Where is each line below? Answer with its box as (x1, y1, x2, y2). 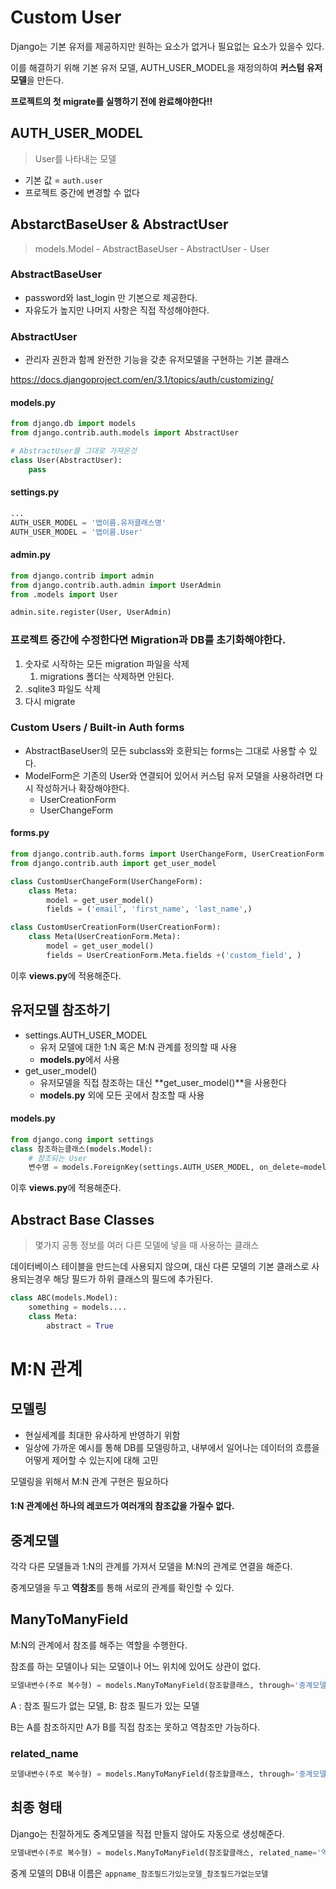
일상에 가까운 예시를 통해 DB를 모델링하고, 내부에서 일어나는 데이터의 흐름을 (24, 1441, 320, 1453)
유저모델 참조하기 (10, 1002, 111, 1019)
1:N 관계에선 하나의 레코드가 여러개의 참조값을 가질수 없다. (10, 1500, 235, 1512)
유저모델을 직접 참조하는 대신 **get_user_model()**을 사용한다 (39, 1076, 287, 1088)
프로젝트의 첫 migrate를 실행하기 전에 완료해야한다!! (10, 95, 213, 107)
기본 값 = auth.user (24, 174, 103, 186)
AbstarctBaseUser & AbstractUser (10, 216, 229, 233)
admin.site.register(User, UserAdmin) (10, 607, 172, 618)
